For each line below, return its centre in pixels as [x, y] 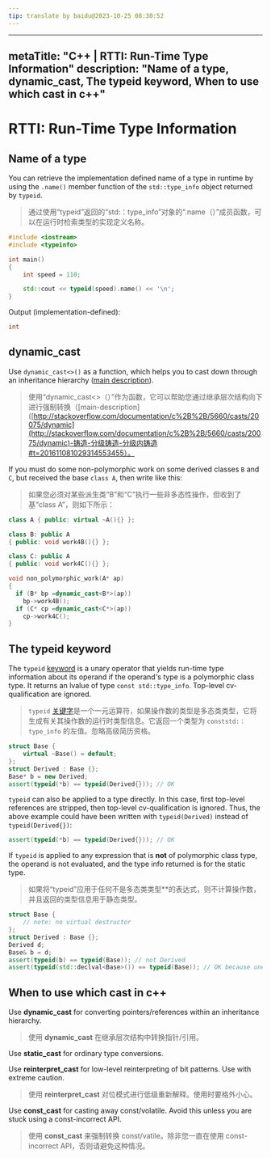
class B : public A [39, 535]
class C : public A [39, 556]
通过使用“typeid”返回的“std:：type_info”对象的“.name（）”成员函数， [141, 212]
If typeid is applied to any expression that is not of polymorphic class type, [133, 856]
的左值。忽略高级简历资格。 [109, 731]
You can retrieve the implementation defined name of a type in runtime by [131, 178]
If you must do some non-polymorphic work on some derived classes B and [134, 469]
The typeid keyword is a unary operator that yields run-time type [116, 669]
